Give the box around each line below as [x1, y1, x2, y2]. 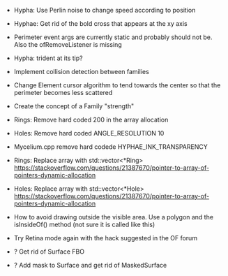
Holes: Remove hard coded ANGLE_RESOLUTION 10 [13, 129, 165, 137]
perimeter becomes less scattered [13, 89, 113, 96]
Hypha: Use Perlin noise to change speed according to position [13, 6, 196, 14]
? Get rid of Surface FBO [13, 247, 85, 256]
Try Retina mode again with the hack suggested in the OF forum [13, 234, 197, 242]
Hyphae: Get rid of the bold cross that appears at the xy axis [13, 20, 188, 27]
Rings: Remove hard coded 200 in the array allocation [13, 115, 169, 124]
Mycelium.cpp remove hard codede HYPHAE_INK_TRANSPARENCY [13, 143, 208, 151]
